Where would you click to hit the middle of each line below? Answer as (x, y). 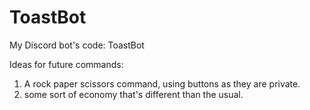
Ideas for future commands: (66, 64)
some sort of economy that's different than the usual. (133, 94)
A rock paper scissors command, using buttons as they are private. (162, 83)
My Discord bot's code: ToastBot (77, 45)
